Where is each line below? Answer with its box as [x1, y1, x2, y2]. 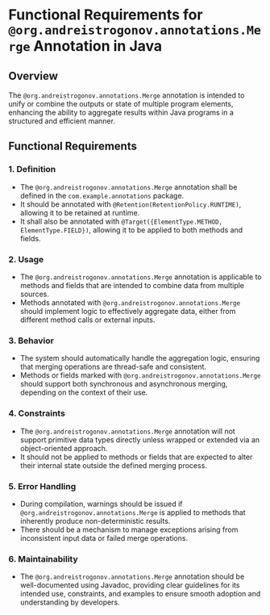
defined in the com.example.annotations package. [19, 190, 185, 200]
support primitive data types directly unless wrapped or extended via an [19, 434, 260, 445]
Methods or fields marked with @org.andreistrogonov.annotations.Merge [19, 370, 261, 380]
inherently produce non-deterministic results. [19, 516, 171, 525]
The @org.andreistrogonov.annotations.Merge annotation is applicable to [19, 272, 262, 282]
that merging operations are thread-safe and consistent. [19, 362, 207, 372]
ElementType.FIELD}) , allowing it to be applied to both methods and [19, 224, 243, 235]
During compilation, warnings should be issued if [19, 499, 183, 508]
